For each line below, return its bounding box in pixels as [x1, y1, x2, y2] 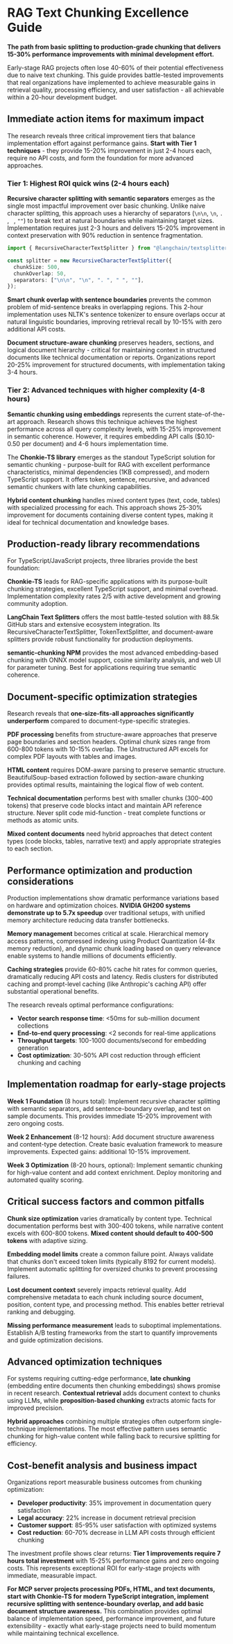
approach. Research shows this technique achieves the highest [16, 417, 198, 425]
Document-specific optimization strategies [7, 691, 198, 702]
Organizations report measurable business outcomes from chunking [7, 1478, 202, 1486]
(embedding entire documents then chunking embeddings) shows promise [7, 1381, 221, 1390]
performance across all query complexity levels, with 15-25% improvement [7, 425, 221, 433]
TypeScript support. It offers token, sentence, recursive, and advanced [7, 475, 210, 484]
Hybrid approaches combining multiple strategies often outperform [7, 1417, 201, 1426]
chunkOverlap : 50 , [13, 270, 67, 277]
